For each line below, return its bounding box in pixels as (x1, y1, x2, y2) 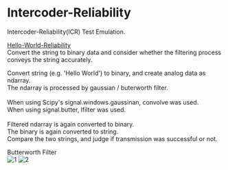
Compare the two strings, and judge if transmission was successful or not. (7, 134, 218, 142)
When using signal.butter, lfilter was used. (7, 105, 126, 114)
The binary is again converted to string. (7, 127, 119, 136)
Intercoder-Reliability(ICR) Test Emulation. (7, 28, 126, 36)
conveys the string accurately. (7, 55, 93, 63)
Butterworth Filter (7, 148, 57, 156)
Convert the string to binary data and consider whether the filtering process (7, 48, 222, 56)
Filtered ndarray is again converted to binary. (7, 120, 135, 128)
